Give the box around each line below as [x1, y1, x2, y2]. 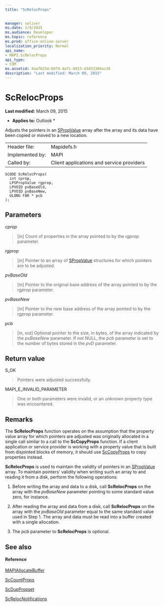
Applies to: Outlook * [12, 117, 55, 123]
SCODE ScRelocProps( [5, 172, 47, 177]
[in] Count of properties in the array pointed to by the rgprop [17, 233, 139, 239]
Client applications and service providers [50, 159, 145, 166]
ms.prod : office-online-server [5, 39, 69, 44]
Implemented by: [7, 151, 47, 158]
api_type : [5, 57, 25, 62]
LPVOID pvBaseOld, [9, 185, 47, 189]
